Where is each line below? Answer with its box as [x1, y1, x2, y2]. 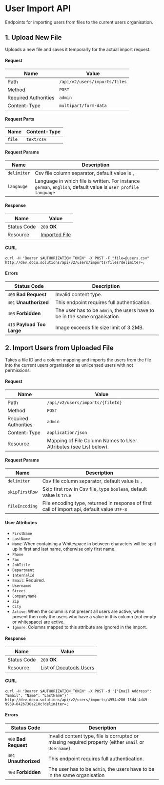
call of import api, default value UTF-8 [42, 506, 127, 513]
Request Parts [5, 116, 35, 122]
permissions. [5, 367, 31, 373]
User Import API [5, 3, 71, 14]
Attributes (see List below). [47, 443, 109, 450]
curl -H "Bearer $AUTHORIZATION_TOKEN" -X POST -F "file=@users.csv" [5, 255, 150, 260]
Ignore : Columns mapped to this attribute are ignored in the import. [12, 624, 147, 630]
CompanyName [12, 594, 37, 599]
